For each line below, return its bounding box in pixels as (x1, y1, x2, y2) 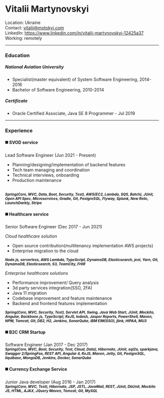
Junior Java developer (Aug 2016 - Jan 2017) (5, 379, 96, 385)
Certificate (5, 98, 28, 104)
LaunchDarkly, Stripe (5, 200, 42, 205)
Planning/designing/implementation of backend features (12, 161, 125, 167)
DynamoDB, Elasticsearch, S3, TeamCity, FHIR (5, 262, 85, 267)
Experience (5, 127, 33, 134)
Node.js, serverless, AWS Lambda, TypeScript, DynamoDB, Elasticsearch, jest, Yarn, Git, (5, 258, 159, 263)
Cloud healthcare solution (5, 233, 57, 239)
